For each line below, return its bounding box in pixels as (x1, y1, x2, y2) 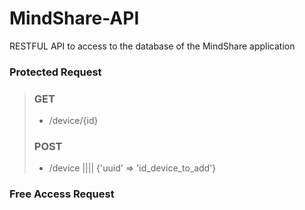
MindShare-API (9, 7, 140, 30)
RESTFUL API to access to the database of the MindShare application (9, 40, 296, 52)
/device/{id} (48, 115, 99, 127)
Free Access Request (9, 187, 115, 201)
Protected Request (9, 65, 102, 79)
